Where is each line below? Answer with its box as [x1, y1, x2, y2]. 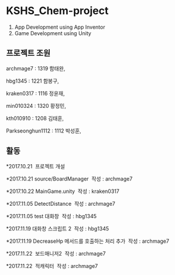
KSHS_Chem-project [6, 4, 109, 18]
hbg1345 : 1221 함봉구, [6, 77, 60, 84]
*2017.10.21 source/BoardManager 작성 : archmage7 [6, 175, 133, 182]
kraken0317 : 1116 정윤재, [6, 90, 65, 97]
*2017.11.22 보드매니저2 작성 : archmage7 [6, 250, 106, 257]
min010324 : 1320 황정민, [6, 102, 66, 109]
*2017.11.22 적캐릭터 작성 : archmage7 [6, 262, 98, 269]
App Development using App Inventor [14, 23, 105, 30]
